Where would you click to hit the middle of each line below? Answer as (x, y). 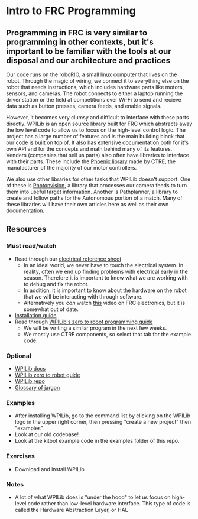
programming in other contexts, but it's (80, 42)
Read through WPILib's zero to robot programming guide (84, 322)
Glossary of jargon (37, 387)
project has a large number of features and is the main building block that (95, 136)
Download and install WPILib (49, 469)
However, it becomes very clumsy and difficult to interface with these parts (98, 117)
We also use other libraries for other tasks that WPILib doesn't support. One (98, 179)
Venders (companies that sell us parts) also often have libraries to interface (98, 155)
